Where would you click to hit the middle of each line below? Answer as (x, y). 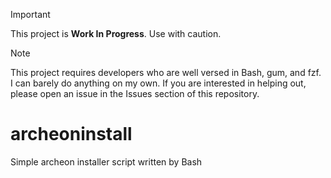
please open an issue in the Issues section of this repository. (135, 93)
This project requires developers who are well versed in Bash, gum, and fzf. (166, 72)
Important (30, 14)
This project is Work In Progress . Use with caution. (116, 33)
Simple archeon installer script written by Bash (106, 161)
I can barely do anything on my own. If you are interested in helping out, (158, 83)
